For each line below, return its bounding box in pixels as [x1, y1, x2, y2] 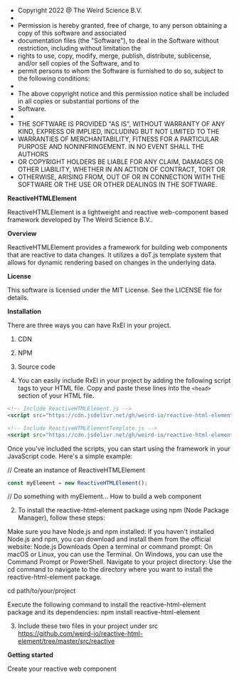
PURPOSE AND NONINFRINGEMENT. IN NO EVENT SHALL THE [17, 143, 205, 150]
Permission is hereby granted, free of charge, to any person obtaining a [17, 21, 228, 29]
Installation [7, 307, 41, 316]
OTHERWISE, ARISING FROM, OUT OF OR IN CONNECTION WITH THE [17, 172, 225, 181]
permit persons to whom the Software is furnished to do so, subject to [17, 67, 224, 75]
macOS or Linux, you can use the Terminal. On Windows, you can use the [7, 550, 223, 559]
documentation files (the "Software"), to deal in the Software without [17, 36, 219, 45]
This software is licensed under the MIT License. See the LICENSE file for [7, 286, 223, 294]
